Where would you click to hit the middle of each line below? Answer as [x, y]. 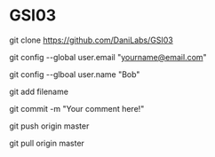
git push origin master [49, 126]
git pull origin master [47, 143]
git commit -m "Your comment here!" [77, 108]
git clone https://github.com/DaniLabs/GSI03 [91, 40]
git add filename [39, 91]
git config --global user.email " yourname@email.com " [108, 57]
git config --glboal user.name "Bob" [75, 74]
